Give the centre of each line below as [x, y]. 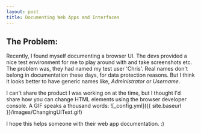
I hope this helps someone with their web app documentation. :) [85, 124]
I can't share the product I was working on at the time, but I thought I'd [94, 93]
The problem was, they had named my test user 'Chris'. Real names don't [97, 69]
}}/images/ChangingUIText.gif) [44, 112]
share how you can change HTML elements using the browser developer [96, 99]
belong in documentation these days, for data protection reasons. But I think [100, 75]
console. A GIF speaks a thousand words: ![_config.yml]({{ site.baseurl [94, 106]
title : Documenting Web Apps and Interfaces [63, 17]
